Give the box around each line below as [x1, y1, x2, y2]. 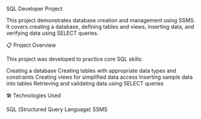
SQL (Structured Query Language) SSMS [6, 106, 108, 113]
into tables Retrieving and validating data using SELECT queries [6, 80, 164, 87]
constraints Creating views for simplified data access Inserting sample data [6, 73, 193, 81]
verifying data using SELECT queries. [6, 29, 99, 37]
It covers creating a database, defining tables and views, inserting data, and [6, 23, 194, 30]
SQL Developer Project [6, 5, 63, 12]
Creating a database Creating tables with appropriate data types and [6, 67, 176, 74]
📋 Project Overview [6, 41, 56, 49]
